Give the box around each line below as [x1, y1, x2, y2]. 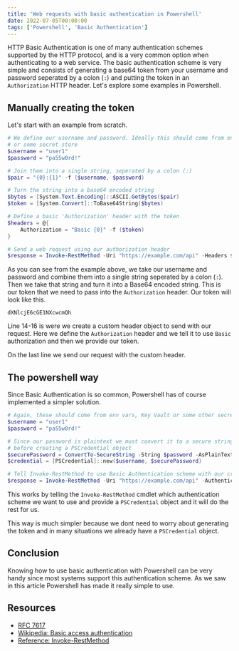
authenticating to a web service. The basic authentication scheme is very [7, 58, 222, 67]
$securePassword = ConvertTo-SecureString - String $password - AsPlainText [7, 451, 234, 458]
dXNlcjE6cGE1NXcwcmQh [7, 309, 72, 317]
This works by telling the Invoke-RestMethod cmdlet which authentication [7, 490, 220, 498]
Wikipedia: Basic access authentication [17, 628, 133, 637]
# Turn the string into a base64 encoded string [7, 187, 154, 194]
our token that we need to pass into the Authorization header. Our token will [7, 288, 231, 297]
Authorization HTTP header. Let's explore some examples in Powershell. [7, 81, 222, 90]
